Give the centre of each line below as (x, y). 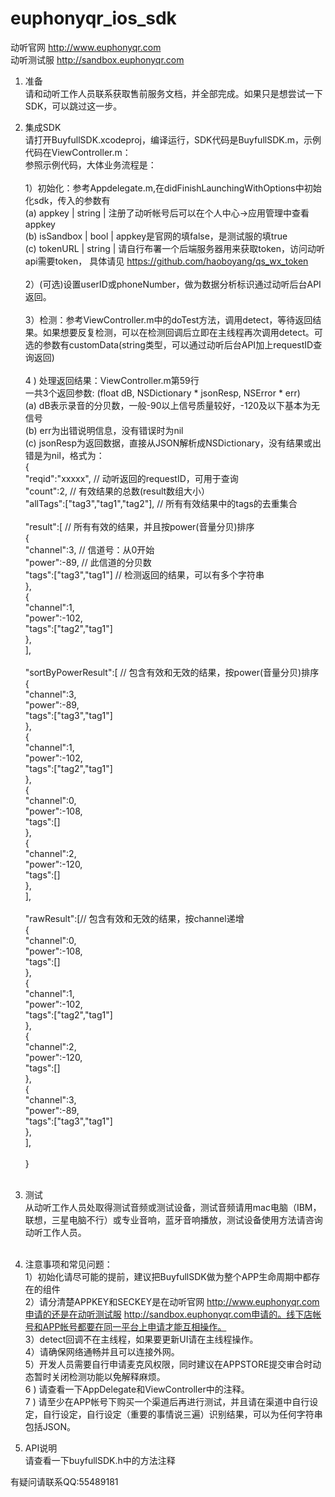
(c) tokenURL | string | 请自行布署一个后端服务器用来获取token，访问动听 (174, 248)
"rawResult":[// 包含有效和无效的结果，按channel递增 (134, 918)
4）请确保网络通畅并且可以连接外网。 (102, 1351)
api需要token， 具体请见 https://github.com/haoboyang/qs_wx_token (166, 261)
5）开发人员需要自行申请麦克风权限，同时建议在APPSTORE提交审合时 (168, 1364)
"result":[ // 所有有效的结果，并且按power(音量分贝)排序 (139, 526)
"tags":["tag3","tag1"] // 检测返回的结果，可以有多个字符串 (144, 574)
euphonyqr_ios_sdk (93, 18)
